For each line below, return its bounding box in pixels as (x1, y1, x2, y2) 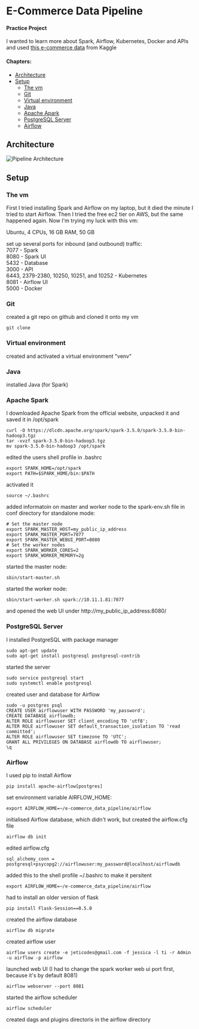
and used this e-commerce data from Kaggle (6, 44, 117, 52)
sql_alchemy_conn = (6, 856, 55, 862)
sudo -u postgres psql (6, 702, 63, 708)
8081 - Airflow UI (6, 279, 48, 286)
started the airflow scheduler (6, 994, 78, 1001)
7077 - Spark (6, 247, 39, 254)
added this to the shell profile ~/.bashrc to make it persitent (6, 871, 152, 879)
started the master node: (6, 563, 68, 571)
